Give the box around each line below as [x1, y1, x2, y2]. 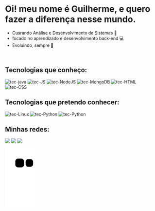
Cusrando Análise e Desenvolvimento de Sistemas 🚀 [12, 30, 117, 36]
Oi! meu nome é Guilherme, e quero [5, 3, 151, 15]
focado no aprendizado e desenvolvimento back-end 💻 [12, 35, 124, 41]
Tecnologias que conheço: [5, 66, 87, 74]
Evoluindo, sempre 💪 [12, 42, 54, 48]
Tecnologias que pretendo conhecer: [5, 98, 120, 107]
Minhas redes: [5, 125, 50, 134]
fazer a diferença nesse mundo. [5, 14, 136, 25]
